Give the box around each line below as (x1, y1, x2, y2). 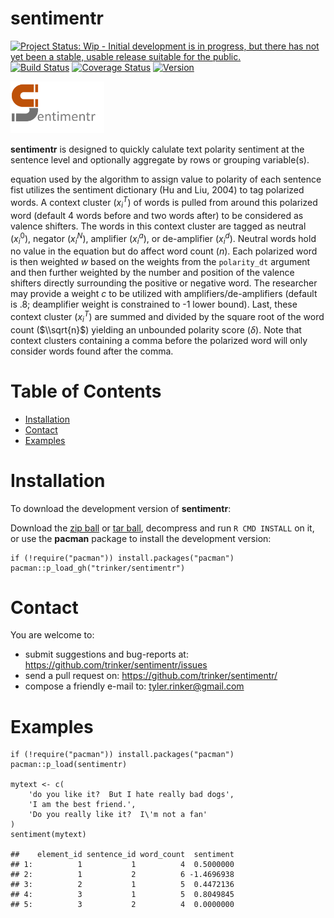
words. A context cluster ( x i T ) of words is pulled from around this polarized (10, 195, 318, 211)
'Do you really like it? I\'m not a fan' (28, 810, 208, 820)
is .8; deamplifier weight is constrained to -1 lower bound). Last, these (10, 298, 298, 311)
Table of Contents (10, 380, 162, 402)
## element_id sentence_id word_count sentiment (10, 850, 235, 860)
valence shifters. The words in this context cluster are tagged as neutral (10, 220, 307, 232)
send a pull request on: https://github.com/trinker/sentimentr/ (24, 670, 278, 682)
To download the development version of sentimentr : (10, 502, 232, 514)
